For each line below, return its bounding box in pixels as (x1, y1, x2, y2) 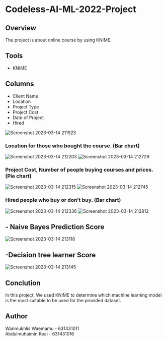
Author (5, 312, 28, 321)
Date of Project (12, 115, 44, 121)
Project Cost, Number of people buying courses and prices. (5, 166, 153, 173)
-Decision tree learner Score (5, 251, 96, 259)
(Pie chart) (5, 173, 32, 180)
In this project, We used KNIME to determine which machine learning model (5, 292, 162, 298)
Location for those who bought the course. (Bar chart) (5, 142, 140, 149)
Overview (5, 24, 37, 32)
